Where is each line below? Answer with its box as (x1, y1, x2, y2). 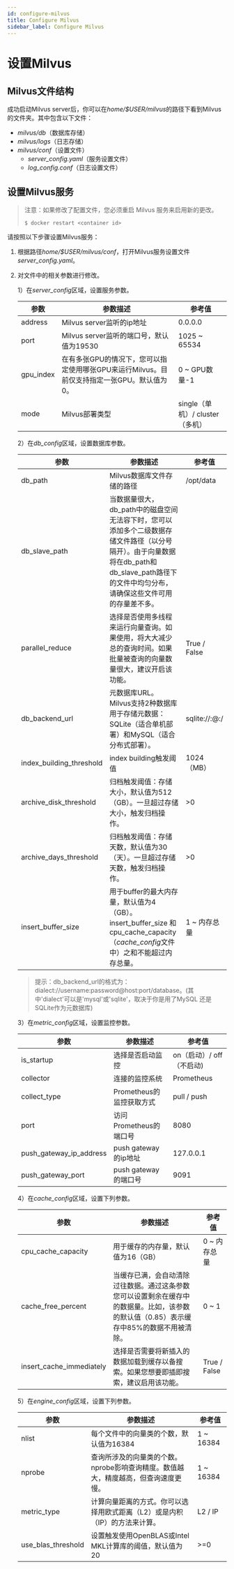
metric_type (20, 1507, 61, 1517)
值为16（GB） (113, 1252, 160, 1262)
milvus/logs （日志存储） (17, 137, 88, 146)
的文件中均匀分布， (109, 578, 173, 588)
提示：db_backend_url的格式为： (34, 977, 130, 986)
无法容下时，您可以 (109, 516, 173, 525)
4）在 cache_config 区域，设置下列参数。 (17, 1194, 134, 1203)
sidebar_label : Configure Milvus (7, 23, 104, 30)
